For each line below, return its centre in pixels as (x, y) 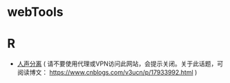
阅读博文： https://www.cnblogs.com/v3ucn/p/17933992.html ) (107, 73)
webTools (35, 12)
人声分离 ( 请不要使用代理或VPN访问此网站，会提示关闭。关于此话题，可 (120, 64)
